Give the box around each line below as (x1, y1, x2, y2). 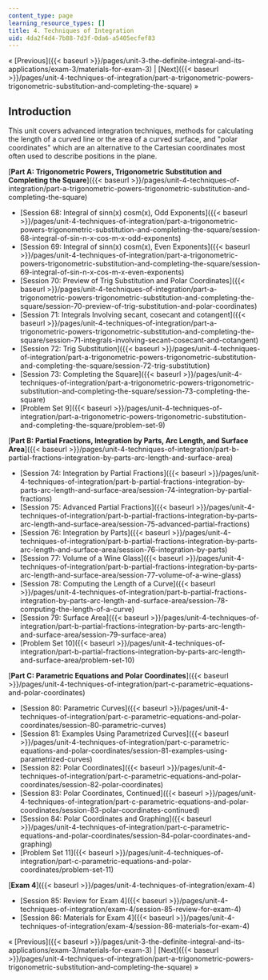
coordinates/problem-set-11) (19, 865, 114, 874)
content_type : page (8, 11, 74, 20)
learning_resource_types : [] (8, 19, 106, 27)
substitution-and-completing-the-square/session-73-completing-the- (19, 386, 250, 396)
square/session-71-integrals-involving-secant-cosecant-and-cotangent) (19, 335, 258, 345)
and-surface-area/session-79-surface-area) (19, 630, 166, 640)
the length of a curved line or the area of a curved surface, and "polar (8, 134, 238, 144)
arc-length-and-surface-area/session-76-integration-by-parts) (19, 545, 228, 554)
